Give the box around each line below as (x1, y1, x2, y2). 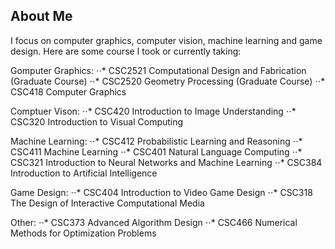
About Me (10, 8, 73, 25)
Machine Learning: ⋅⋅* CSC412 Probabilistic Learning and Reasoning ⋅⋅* (10, 135, 303, 147)
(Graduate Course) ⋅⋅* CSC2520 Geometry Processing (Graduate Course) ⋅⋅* (10, 75, 326, 87)
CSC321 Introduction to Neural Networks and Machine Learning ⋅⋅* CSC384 (10, 156, 323, 168)
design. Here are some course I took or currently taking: (10, 45, 242, 57)
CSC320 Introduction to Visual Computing (10, 115, 184, 128)
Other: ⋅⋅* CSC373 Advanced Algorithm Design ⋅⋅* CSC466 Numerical (10, 216, 298, 228)
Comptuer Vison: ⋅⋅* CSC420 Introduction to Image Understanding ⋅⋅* (10, 105, 297, 117)
